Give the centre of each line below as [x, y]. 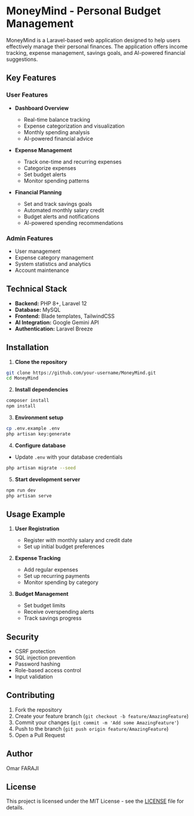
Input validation [34, 677]
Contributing [30, 695]
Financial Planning [38, 192]
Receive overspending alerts [59, 612]
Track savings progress [53, 618]
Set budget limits [44, 605]
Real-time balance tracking [57, 119]
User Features [27, 95]
